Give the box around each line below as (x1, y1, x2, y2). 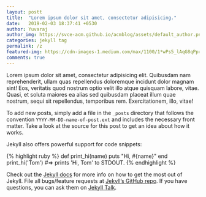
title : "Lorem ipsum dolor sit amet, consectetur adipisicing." (6, 15, 177, 21)
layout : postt (6, 9, 43, 15)
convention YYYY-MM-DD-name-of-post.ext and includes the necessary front (6, 116, 195, 123)
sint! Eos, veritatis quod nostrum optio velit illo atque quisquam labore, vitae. (6, 84, 199, 92)
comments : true (6, 54, 45, 61)
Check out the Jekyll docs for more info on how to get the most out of (6, 171, 183, 178)
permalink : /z (6, 43, 43, 50)
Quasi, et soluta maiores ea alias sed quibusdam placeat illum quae (6, 91, 176, 98)
